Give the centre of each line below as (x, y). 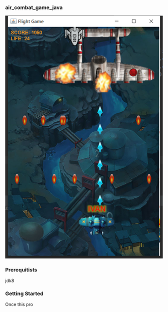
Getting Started (24, 293)
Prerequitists (21, 269)
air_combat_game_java (34, 8)
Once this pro (19, 304)
